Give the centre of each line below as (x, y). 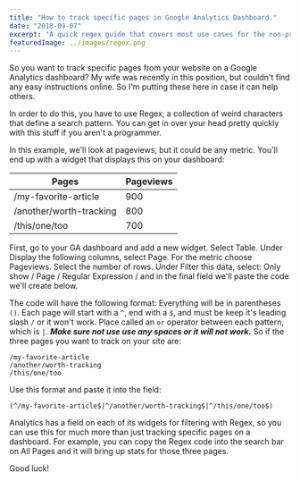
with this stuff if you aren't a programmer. (86, 133)
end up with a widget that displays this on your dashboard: (117, 160)
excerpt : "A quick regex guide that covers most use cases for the (137, 34)
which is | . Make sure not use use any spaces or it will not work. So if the (147, 332)
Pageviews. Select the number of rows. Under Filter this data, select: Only (145, 267)
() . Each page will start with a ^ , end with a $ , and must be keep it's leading (148, 313)
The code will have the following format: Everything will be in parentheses (145, 303)
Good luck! (29, 468)
